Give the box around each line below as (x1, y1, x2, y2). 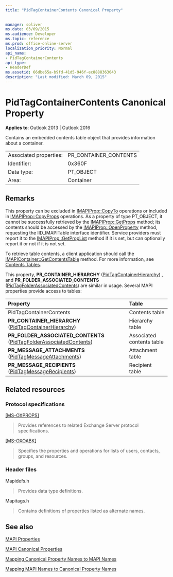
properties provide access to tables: (5, 287, 82, 294)
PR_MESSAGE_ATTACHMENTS (8, 347, 85, 354)
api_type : (5, 60, 27, 65)
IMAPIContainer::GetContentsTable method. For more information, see (5, 256, 154, 262)
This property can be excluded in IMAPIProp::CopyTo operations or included (5, 208, 167, 214)
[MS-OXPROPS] (5, 412, 40, 419)
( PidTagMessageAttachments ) (8, 353, 81, 360)
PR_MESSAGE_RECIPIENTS (8, 361, 76, 368)
